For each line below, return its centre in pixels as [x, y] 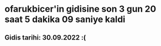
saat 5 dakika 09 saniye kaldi [65, 19]
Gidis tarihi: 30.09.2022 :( [45, 37]
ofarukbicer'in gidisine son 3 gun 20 [80, 9]
